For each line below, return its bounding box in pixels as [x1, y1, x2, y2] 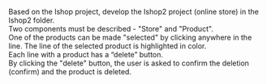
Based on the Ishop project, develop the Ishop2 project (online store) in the [8, 7, 260, 16]
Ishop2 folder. [8, 15, 55, 25]
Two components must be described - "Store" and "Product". [8, 24, 213, 33]
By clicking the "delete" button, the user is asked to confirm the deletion [8, 58, 250, 68]
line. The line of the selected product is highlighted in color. [8, 41, 207, 51]
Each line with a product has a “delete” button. [8, 50, 164, 59]
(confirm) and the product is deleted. [8, 67, 132, 76]
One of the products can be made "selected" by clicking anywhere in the [8, 32, 252, 42]
